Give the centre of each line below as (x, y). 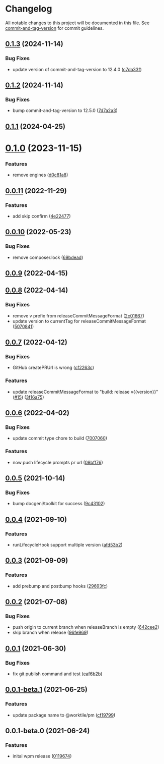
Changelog (29, 9)
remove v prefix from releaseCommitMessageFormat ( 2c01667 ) (78, 315)
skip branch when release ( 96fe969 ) (50, 633)
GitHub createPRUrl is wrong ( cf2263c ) (53, 368)
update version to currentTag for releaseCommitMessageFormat (79, 321)
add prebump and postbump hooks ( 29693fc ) (60, 586)
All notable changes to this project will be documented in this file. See (77, 23)
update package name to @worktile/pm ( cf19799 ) (64, 715)
